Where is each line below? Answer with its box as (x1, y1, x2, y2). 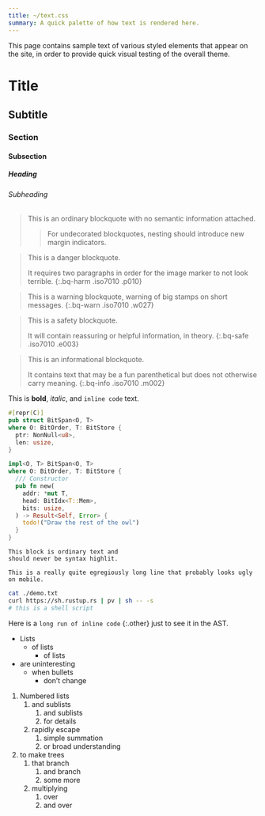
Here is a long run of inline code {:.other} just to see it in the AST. (8, 618, 229, 628)
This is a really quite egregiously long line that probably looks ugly (8, 569, 253, 577)
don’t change (43, 675, 87, 685)
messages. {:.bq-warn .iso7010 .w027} (27, 300, 154, 310)
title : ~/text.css (8, 11, 69, 20)
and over (43, 800, 73, 810)
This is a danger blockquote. (27, 253, 121, 263)
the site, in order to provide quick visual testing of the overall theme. (8, 49, 231, 59)
